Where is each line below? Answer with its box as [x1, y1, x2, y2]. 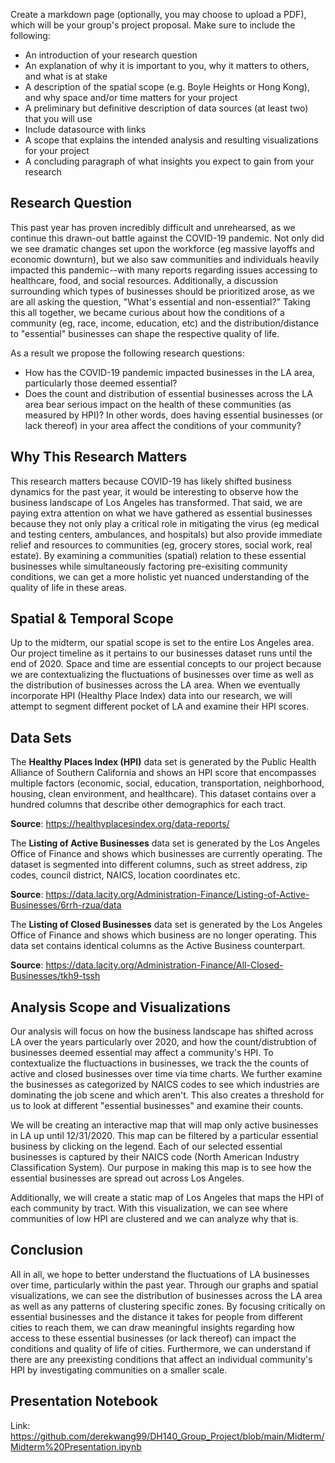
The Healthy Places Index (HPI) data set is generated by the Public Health [10, 756, 317, 768]
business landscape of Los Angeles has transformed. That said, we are [10, 496, 303, 508]
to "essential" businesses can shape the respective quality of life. [10, 327, 280, 339]
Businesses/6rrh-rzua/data [10, 899, 122, 911]
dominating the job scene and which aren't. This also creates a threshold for [10, 1089, 325, 1101]
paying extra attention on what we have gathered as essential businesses [10, 507, 313, 519]
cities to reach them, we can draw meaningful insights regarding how [10, 1321, 296, 1333]
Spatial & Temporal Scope [10, 610, 174, 628]
